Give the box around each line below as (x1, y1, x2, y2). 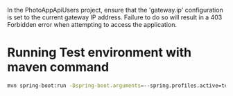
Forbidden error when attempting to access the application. (7, 21, 178, 28)
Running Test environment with (7, 45, 192, 61)
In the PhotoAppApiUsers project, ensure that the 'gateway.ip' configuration (7, 6, 223, 14)
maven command (7, 59, 110, 75)
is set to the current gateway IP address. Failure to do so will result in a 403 (7, 13, 223, 21)
